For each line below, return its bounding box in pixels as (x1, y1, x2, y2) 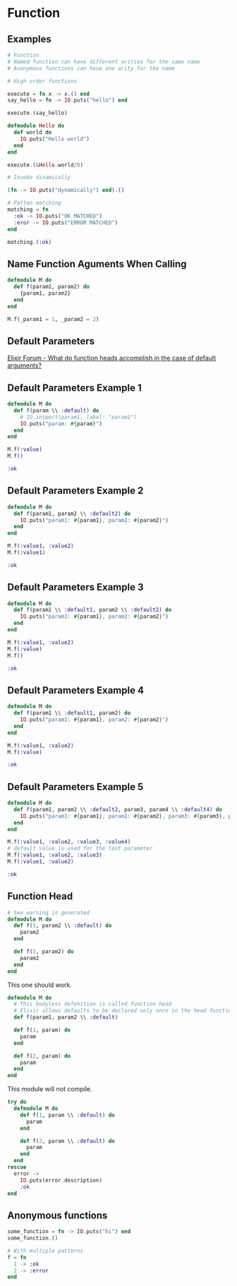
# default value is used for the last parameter (7, 845, 153, 852)
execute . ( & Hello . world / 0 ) (7, 161, 83, 169)
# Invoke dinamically (7, 174, 71, 181)
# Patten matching (7, 200, 61, 207)
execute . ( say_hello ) (7, 109, 68, 117)
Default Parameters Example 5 (7, 781, 144, 793)
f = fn (7, 1254, 27, 1261)
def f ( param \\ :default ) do (13, 407, 99, 414)
